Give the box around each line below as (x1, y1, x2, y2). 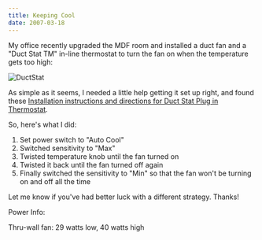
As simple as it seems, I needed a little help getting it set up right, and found (8, 87, 254, 97)
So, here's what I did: (8, 120, 77, 129)
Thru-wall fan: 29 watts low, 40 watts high (8, 222, 145, 232)
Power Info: (8, 207, 46, 216)
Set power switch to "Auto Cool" (19, 135, 124, 144)
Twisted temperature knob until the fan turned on (19, 151, 179, 161)
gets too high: (8, 57, 54, 67)
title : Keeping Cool (8, 11, 76, 20)
